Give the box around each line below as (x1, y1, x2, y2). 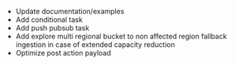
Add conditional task (15, 15, 83, 24)
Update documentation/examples (15, 7, 125, 16)
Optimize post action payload (15, 49, 112, 57)
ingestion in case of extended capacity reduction (15, 40, 175, 49)
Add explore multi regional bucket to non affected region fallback (15, 31, 227, 41)
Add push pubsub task (15, 23, 90, 32)
